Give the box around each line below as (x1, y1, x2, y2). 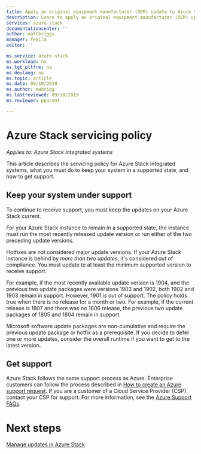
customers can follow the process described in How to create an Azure (6, 381, 182, 388)
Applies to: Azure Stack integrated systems (6, 148, 113, 156)
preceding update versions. (6, 237, 74, 244)
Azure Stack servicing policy (6, 128, 153, 142)
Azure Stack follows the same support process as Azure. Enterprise (6, 375, 173, 382)
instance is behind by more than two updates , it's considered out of (6, 255, 173, 262)
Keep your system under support (6, 190, 132, 201)
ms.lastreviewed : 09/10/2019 (6, 92, 79, 98)
